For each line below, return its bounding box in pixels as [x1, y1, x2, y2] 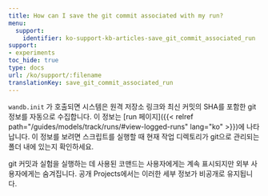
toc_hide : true [8, 57, 59, 65]
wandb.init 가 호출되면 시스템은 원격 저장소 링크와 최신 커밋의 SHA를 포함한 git [8, 102, 257, 111]
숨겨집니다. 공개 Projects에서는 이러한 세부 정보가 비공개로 [42, 169, 226, 178]
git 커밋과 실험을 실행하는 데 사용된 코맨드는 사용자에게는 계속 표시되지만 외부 [8, 158, 250, 168]
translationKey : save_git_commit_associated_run [8, 78, 174, 86]
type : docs [8, 64, 45, 72]
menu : [8, 19, 26, 27]
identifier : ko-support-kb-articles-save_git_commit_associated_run [22, 34, 256, 42]
